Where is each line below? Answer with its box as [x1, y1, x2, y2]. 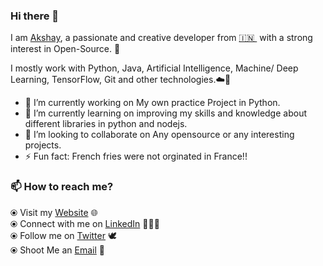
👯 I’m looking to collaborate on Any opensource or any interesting [24, 129, 295, 141]
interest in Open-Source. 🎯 [10, 43, 121, 55]
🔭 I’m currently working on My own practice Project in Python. [24, 97, 281, 109]
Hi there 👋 [10, 9, 60, 23]
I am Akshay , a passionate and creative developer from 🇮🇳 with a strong [10, 32, 313, 44]
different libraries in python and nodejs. [24, 118, 188, 130]
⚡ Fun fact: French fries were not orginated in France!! [24, 150, 248, 163]
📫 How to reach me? [10, 180, 114, 194]
